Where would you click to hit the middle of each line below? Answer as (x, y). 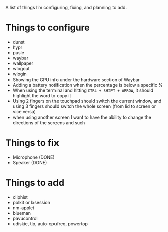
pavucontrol (25, 218)
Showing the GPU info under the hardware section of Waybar (76, 79)
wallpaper (23, 63)
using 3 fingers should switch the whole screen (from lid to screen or (84, 106)
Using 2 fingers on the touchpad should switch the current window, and (87, 101)
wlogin (19, 74)
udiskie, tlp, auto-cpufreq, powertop (50, 224)
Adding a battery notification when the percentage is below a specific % (88, 85)
